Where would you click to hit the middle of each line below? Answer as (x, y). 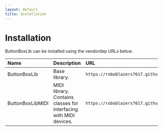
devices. (63, 121)
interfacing (65, 109)
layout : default (21, 9)
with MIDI (64, 116)
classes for (66, 103)
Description (67, 63)
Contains (63, 97)
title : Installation (26, 14)
